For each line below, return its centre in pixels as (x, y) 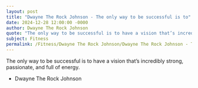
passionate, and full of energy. (43, 67)
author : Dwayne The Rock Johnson (47, 28)
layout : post (22, 11)
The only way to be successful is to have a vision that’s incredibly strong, (95, 61)
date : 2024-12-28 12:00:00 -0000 (47, 22)
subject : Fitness (27, 39)
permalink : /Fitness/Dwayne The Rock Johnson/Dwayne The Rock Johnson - (97, 45)
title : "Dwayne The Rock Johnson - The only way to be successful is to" (99, 17)
